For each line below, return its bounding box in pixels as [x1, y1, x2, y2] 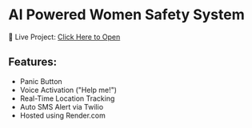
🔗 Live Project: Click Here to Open [8, 32, 121, 42]
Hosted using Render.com [19, 110, 106, 120]
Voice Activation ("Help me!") [19, 85, 118, 94]
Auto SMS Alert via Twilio [19, 102, 104, 111]
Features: [8, 55, 58, 69]
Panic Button [19, 76, 62, 86]
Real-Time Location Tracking [19, 94, 115, 103]
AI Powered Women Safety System [8, 6, 246, 24]
